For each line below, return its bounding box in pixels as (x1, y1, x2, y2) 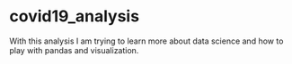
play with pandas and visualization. (9, 44, 139, 55)
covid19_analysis (9, 6, 140, 27)
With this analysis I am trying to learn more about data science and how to (9, 36, 284, 46)
